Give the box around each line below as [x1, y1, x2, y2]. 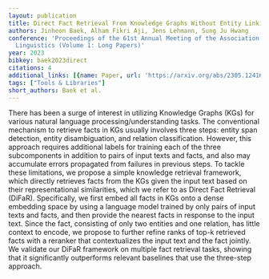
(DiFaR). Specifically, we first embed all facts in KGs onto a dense [8, 193, 224, 203]
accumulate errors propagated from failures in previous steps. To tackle [8, 160, 245, 169]
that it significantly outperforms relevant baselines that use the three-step [8, 253, 252, 263]
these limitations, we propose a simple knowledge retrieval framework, [8, 168, 242, 177]
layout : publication [8, 11, 78, 20]
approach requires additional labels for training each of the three [8, 142, 222, 152]
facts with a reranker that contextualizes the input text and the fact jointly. [8, 236, 251, 245]
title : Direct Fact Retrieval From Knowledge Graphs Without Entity [8, 19, 242, 27]
